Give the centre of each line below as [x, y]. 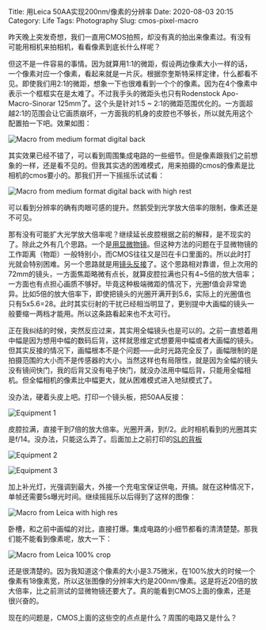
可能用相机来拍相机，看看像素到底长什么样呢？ [84, 47]
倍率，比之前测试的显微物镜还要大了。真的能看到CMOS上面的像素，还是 [133, 591]
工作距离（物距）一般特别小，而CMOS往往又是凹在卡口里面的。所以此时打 [130, 254]
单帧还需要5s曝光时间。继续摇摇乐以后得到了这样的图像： [102, 497]
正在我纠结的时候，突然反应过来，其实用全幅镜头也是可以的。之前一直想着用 [133, 330]
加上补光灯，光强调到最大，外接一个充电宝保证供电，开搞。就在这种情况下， [133, 487]
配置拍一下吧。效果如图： [50, 123]
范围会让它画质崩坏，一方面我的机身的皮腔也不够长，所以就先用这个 [142, 113]
